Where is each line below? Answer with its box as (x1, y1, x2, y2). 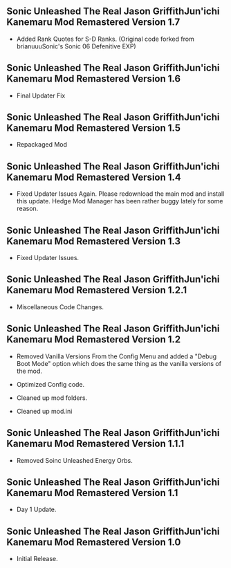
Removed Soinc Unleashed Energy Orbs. (16, 456, 133, 464)
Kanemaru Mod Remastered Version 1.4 (6, 171, 181, 183)
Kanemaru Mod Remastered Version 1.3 (6, 235, 181, 247)
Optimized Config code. (16, 380, 85, 388)
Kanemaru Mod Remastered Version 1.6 (6, 73, 181, 85)
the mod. (16, 367, 43, 375)
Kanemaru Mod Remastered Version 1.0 (6, 536, 181, 548)
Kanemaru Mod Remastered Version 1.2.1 (6, 284, 187, 296)
